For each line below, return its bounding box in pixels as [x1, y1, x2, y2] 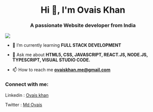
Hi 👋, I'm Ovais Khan [40, 4, 125, 16]
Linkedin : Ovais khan [5, 92, 49, 98]
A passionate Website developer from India [30, 22, 136, 29]
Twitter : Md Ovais [5, 102, 42, 108]
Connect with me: [5, 81, 49, 88]
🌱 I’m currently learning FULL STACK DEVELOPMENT [12, 42, 121, 48]
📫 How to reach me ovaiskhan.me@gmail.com [12, 67, 111, 73]
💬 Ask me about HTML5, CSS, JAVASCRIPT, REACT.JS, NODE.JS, [12, 52, 148, 58]
